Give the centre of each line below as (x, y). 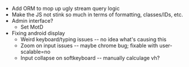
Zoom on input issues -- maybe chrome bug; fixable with (89, 45)
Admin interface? (32, 21)
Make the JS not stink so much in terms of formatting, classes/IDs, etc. (97, 15)
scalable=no (36, 52)
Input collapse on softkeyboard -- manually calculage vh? (90, 58)
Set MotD (32, 27)
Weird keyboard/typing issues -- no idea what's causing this (93, 39)
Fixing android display (38, 33)
